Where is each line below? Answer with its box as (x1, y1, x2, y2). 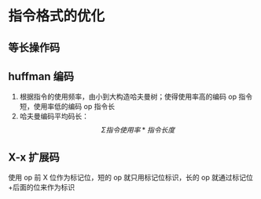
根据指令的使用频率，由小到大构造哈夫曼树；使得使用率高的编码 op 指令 (19, 92, 253, 102)
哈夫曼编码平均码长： (19, 111, 89, 121)
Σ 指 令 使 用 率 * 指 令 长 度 (101, 125, 175, 135)
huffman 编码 (8, 70, 75, 83)
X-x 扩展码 (8, 150, 61, 164)
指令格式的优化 (8, 7, 105, 25)
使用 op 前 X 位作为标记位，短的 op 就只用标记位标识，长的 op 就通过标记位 (8, 173, 253, 183)
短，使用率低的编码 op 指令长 (19, 102, 116, 111)
